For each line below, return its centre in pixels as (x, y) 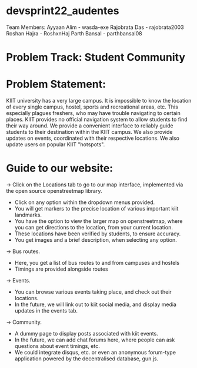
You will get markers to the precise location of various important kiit (96, 208)
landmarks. (28, 215)
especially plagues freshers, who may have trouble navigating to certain (93, 113)
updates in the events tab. (46, 310)
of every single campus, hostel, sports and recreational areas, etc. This (92, 107)
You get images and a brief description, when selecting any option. (96, 240)
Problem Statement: (56, 84)
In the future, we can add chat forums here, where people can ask (95, 340)
